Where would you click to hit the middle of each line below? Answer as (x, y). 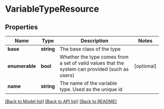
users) (67, 75)
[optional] (145, 66)
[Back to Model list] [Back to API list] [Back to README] (61, 101)
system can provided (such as (94, 69)
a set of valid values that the (92, 63)
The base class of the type (90, 49)
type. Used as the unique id (91, 89)
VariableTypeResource (52, 9)
